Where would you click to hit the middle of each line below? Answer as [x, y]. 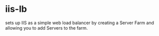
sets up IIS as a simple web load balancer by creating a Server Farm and [79, 23]
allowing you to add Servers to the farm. [46, 28]
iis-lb [16, 9]
